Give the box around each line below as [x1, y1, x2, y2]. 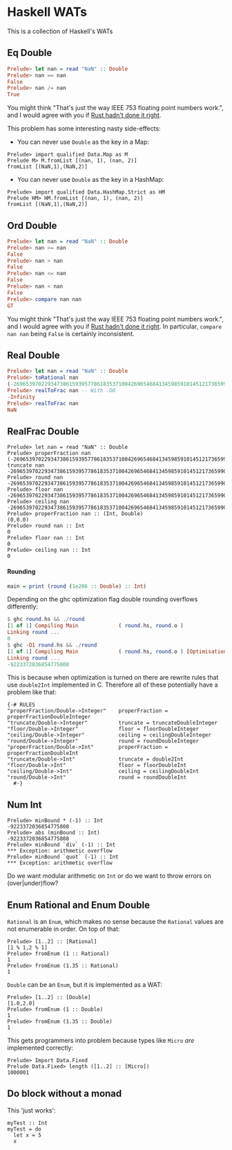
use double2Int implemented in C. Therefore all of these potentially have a [7, 680, 219, 689]
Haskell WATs [7, 4, 88, 20]
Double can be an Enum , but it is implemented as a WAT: [7, 981, 163, 989]
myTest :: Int [7, 1120, 48, 1126]
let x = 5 [13, 1131, 41, 1138]
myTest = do [7, 1125, 41, 1133]
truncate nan [7, 462, 45, 469]
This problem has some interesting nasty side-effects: [7, 124, 161, 133]
